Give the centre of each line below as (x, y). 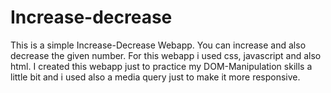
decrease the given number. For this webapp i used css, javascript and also (166, 55)
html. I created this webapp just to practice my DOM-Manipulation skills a (161, 66)
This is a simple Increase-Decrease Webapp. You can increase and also (158, 45)
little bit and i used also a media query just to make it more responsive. (155, 77)
